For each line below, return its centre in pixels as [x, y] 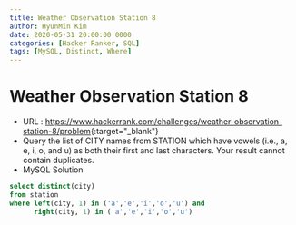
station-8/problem [56, 132]
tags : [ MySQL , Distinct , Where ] [70, 52]
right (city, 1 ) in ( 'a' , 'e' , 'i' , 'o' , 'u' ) [113, 211]
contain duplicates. [58, 161]
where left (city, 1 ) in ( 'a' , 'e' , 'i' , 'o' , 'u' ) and [107, 203]
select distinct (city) [52, 187]
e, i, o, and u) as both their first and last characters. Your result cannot [154, 151]
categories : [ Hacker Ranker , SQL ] [75, 43]
